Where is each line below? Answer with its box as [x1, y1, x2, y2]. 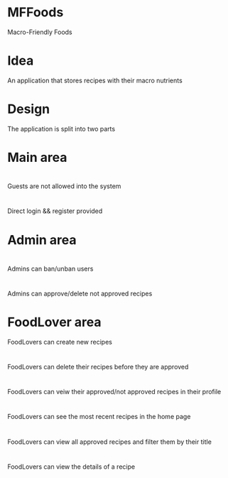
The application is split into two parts [7, 124, 116, 133]
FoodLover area [7, 314, 102, 330]
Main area [7, 150, 67, 165]
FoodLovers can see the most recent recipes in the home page [7, 413, 191, 421]
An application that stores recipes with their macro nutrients [7, 76, 183, 85]
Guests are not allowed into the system [7, 182, 121, 190]
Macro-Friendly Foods [7, 28, 72, 36]
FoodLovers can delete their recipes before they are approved [7, 363, 189, 371]
